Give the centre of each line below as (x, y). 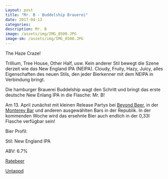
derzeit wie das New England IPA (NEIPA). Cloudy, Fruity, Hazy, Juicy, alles (84, 68)
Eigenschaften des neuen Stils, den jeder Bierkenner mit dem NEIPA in (79, 74)
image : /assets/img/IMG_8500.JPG (41, 34)
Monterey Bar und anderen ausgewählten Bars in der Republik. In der (78, 110)
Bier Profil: (16, 131)
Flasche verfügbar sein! (30, 121)
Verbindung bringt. (25, 79)
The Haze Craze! (23, 53)
